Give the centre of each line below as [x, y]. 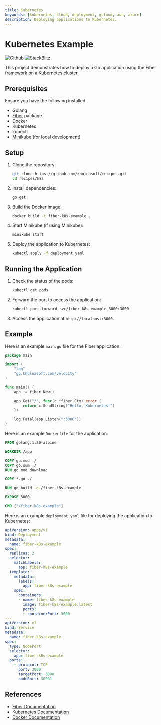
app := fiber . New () [34, 392]
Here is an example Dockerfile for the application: [57, 434]
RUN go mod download [27, 470]
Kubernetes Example [49, 44]
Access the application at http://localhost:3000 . [63, 318]
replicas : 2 [22, 553]
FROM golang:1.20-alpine [31, 443]
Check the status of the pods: [43, 281]
